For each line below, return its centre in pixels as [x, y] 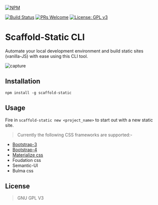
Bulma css [23, 170]
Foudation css [26, 160]
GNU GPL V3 [30, 198]
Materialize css [28, 155]
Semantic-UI [25, 165]
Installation [23, 81]
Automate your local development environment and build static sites [74, 51]
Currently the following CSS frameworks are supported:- [75, 135]
